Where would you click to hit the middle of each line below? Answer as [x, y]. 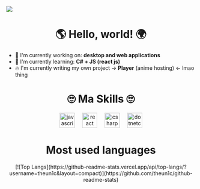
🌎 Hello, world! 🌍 [101, 35]
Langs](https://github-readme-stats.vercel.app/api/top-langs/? [109, 167]
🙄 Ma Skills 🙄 [101, 99]
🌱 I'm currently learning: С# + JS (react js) [68, 61]
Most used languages [101, 150]
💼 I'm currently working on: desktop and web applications [87, 55]
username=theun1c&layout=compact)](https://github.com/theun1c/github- [101, 173]
